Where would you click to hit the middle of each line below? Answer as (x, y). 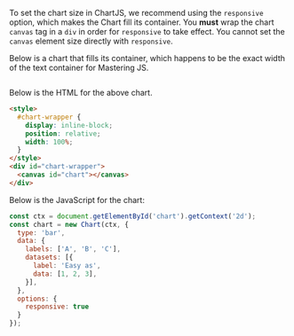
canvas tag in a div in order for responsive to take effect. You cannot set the (147, 31)
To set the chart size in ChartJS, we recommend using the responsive (136, 13)
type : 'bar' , (41, 233)
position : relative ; (63, 133)
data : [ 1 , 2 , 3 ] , (65, 274)
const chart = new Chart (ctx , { (69, 224)
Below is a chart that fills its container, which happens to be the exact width (147, 58)
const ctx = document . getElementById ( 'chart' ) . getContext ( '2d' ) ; (133, 216)
